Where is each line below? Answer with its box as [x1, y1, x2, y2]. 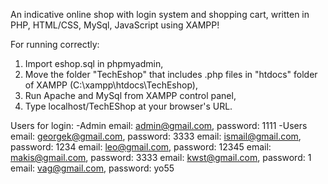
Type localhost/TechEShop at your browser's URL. [24, 100, 233, 112]
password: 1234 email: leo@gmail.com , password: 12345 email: [10, 141, 272, 153]
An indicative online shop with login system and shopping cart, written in [10, 9, 310, 20]
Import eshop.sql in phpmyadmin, [24, 58, 164, 69]
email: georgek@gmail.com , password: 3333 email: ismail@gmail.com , [10, 130, 302, 142]
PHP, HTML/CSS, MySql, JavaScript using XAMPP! [10, 19, 220, 31]
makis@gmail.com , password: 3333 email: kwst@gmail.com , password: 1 [10, 152, 312, 163]
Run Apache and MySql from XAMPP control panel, [24, 90, 237, 101]
